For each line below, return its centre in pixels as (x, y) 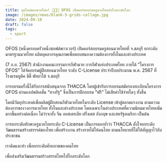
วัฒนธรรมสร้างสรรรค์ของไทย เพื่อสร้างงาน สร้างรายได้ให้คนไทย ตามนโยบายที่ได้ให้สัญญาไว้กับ (83, 130)
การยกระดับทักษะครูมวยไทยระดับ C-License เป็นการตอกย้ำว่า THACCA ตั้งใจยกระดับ (80, 124)
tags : (11, 29)
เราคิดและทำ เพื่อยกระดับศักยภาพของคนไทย (42, 146)
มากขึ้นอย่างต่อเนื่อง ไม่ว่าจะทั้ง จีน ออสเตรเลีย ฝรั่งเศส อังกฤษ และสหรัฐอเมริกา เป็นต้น (77, 114)
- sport (18, 34)
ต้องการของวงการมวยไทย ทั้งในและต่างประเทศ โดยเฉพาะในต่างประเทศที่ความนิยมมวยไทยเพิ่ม (84, 108)
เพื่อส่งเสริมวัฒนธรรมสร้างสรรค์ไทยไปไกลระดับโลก (47, 156)
